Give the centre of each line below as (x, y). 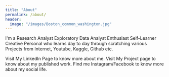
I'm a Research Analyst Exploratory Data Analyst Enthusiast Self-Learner (81, 38)
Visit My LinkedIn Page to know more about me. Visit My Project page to (80, 59)
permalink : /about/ (26, 15)
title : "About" (21, 10)
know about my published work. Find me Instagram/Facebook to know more (85, 64)
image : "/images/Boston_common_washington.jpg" (61, 24)
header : (13, 19)
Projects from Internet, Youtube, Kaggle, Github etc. (59, 49)
